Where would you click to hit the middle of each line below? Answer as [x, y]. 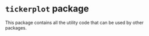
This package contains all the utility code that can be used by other [74, 22]
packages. [16, 27]
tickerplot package [47, 9]
